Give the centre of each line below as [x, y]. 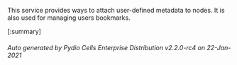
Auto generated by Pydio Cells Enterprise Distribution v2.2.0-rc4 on [106, 47]
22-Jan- [219, 47]
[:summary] [24, 31]
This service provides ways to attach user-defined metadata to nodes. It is [116, 10]
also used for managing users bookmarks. [69, 18]
